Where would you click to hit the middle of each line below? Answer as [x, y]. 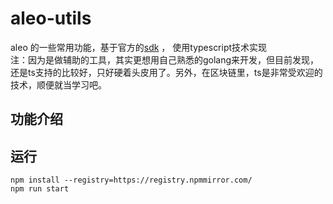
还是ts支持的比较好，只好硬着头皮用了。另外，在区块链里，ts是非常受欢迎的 [166, 72]
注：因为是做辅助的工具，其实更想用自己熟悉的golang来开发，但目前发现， [165, 59]
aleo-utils [51, 18]
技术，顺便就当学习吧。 [58, 84]
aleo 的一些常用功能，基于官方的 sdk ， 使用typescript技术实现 [139, 47]
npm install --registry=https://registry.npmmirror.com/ [131, 180]
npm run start [40, 189]
